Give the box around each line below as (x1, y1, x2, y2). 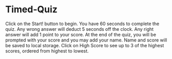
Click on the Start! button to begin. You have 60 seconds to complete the (5, 21, 160, 27)
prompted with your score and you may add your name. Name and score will (5, 37, 167, 43)
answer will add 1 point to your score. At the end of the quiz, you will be (5, 31, 157, 37)
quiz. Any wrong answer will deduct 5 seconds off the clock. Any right (5, 26, 154, 32)
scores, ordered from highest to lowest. (5, 48, 89, 54)
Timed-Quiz (5, 4, 58, 15)
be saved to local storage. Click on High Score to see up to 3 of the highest (5, 42, 164, 48)
